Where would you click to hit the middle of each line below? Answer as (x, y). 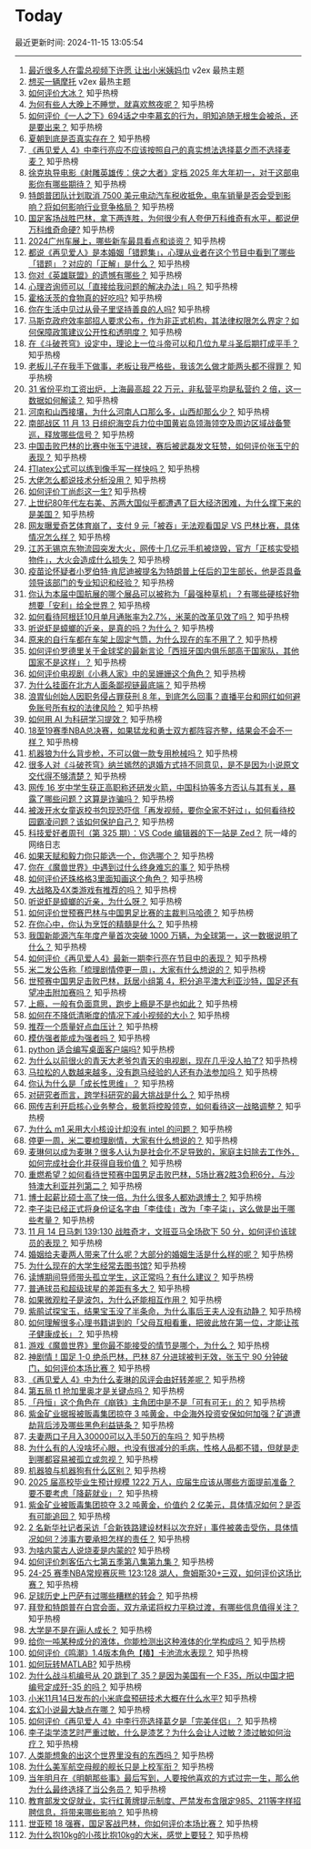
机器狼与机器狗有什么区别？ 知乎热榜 (97, 1470)
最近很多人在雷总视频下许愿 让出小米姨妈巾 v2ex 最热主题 (136, 70)
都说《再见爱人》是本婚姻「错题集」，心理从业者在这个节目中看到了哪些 (161, 252)
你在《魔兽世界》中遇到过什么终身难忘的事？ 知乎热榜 (129, 867)
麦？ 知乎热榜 (53, 161)
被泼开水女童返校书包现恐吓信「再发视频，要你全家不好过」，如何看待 (157, 810)
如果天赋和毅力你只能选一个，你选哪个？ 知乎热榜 (121, 855)
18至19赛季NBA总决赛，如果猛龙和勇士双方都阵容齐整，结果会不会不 (156, 730)
